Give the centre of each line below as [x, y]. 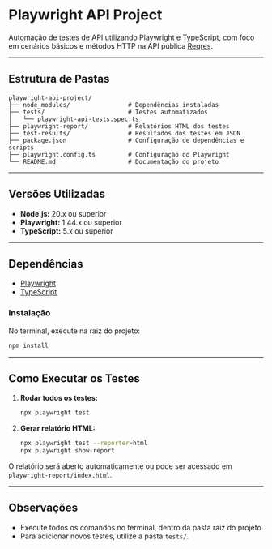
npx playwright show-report [67, 451]
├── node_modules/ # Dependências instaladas [114, 105]
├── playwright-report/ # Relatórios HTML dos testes [119, 126]
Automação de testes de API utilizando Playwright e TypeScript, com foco [132, 37]
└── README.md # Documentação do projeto [114, 161]
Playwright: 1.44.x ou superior [71, 222]
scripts [21, 148]
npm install [28, 345]
